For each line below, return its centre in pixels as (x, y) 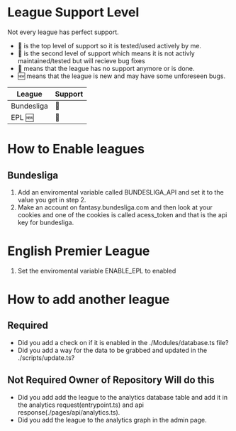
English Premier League (79, 251)
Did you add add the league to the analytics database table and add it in (123, 397)
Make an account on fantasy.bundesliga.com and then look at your (115, 207)
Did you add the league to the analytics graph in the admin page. (112, 420)
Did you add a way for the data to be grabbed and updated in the (112, 350)
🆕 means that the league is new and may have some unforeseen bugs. (122, 76)
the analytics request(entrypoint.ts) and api (80, 405)
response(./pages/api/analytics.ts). (69, 412)
